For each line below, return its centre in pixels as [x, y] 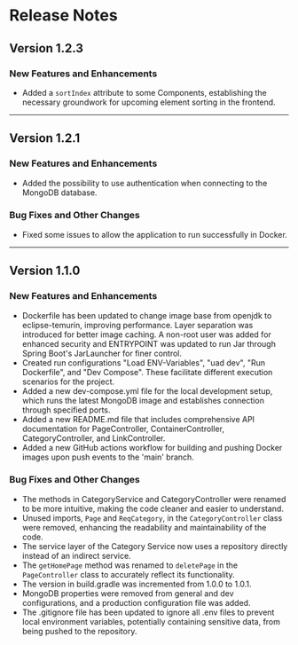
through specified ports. [66, 410]
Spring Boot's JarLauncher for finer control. [102, 353]
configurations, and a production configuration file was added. [136, 602]
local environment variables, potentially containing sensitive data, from [151, 621]
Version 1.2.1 [45, 138]
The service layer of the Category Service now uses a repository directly [155, 546]
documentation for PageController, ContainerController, [123, 429]
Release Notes [63, 16]
